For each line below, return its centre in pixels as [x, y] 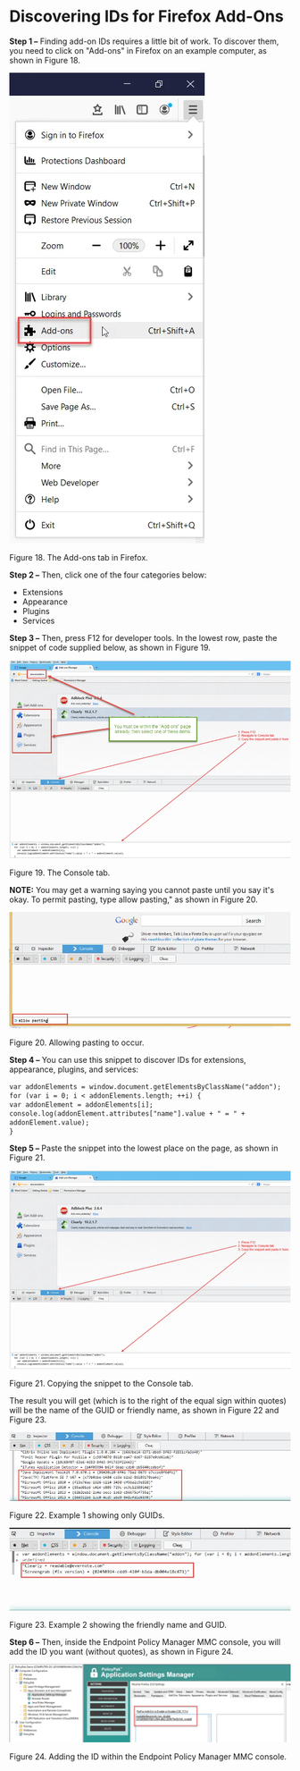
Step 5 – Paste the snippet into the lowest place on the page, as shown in [144, 1148]
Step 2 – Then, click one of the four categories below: [108, 575]
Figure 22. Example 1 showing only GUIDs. [87, 1515]
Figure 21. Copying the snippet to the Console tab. [101, 1383]
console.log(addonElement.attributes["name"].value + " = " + [127, 1114]
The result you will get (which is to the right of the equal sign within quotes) [148, 1400]
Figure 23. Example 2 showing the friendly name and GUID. [118, 1625]
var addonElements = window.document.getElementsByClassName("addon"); [145, 1087]
